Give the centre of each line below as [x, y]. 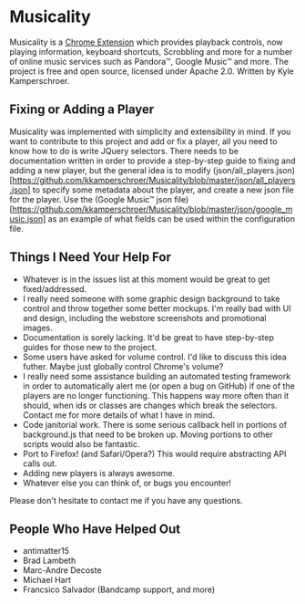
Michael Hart [46, 580]
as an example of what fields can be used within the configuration [172, 219]
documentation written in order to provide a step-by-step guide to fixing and [152, 161]
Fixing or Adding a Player [82, 110]
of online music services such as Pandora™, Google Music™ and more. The [149, 61]
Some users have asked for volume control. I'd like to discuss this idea [154, 357]
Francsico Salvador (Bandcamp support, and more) [119, 589]
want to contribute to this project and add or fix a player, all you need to [143, 141]
